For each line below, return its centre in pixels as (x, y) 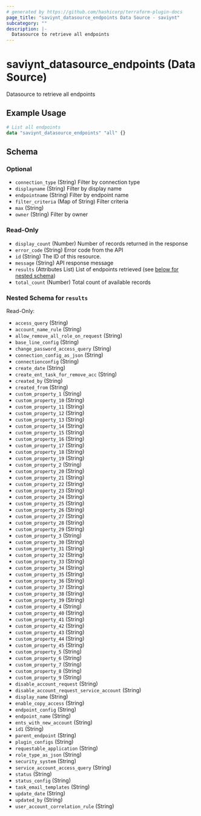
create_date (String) (40, 368)
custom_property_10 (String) (50, 400)
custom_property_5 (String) (48, 651)
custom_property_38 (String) (50, 593)
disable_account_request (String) (56, 684)
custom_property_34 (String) (50, 567)
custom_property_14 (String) (50, 426)
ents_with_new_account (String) (54, 722)
